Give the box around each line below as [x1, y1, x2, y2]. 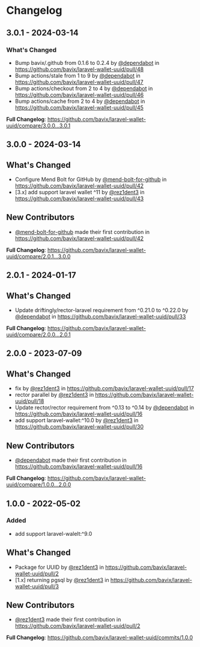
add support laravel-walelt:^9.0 [14, 530, 92, 537]
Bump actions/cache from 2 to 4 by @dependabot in [14, 97, 145, 105]
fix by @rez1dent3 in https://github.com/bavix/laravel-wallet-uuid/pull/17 [14, 385, 194, 392]
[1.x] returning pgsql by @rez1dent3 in [14, 576, 109, 583]
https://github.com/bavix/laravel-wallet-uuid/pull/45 [14, 103, 144, 111]
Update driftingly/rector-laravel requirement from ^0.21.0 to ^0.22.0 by [14, 307, 189, 314]
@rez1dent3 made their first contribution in [14, 616, 121, 623]
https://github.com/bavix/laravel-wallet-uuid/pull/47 [14, 78, 144, 85]
